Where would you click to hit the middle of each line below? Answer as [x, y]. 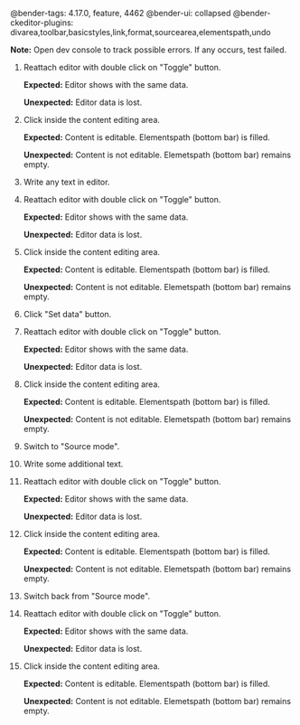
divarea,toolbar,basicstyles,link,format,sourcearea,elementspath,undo [141, 32]
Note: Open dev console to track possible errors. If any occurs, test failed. [149, 50]
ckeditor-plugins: [42, 23]
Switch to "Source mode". [71, 446]
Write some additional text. [73, 464]
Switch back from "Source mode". [87, 596]
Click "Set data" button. [67, 314]
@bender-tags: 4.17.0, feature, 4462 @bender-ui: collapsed [121, 13]
